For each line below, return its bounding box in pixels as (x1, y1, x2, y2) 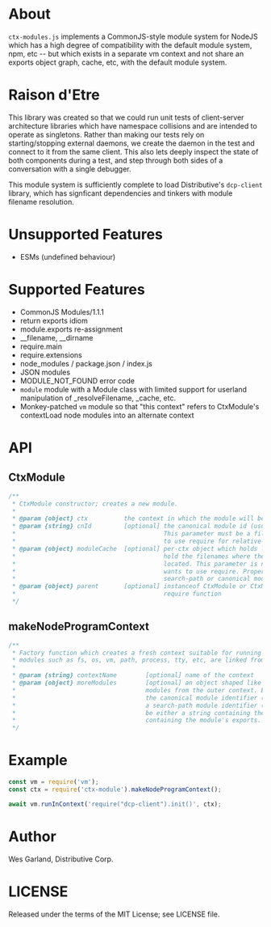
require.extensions (19, 349, 82, 360)
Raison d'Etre (8, 86, 100, 104)
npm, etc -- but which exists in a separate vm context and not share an (8, 49, 244, 58)
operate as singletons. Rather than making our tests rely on (8, 129, 205, 139)
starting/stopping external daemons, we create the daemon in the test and (8, 138, 256, 148)
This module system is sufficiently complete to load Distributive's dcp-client (8, 180, 263, 189)
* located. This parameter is (11, 560, 258, 568)
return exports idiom (19, 315, 89, 325)
